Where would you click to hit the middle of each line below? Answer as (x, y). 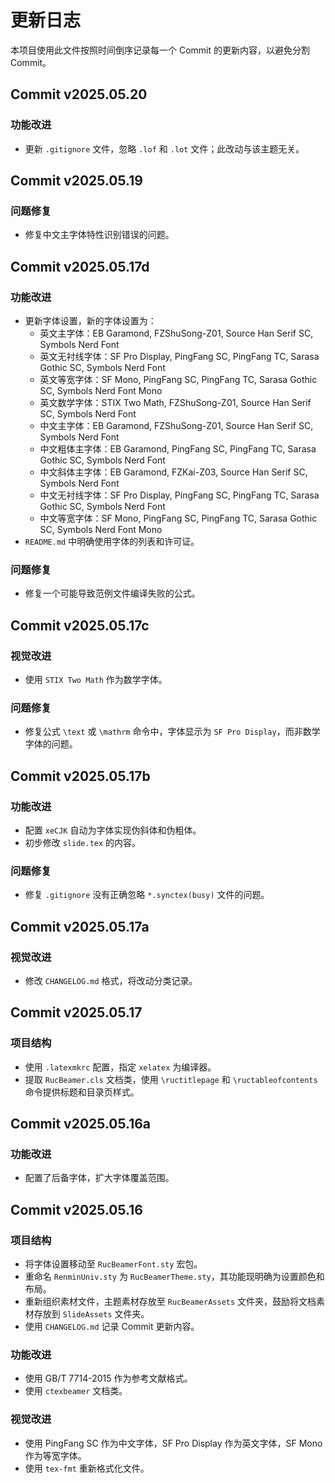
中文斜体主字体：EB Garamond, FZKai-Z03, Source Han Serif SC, (173, 472)
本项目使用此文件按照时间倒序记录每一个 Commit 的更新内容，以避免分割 (160, 50)
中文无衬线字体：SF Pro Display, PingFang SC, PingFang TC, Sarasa (179, 495)
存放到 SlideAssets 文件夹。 (91, 1314)
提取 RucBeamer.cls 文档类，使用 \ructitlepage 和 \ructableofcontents (171, 1079)
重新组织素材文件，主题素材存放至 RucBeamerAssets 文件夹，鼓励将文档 (170, 1302)
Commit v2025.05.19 (76, 181)
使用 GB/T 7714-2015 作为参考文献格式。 (108, 1378)
